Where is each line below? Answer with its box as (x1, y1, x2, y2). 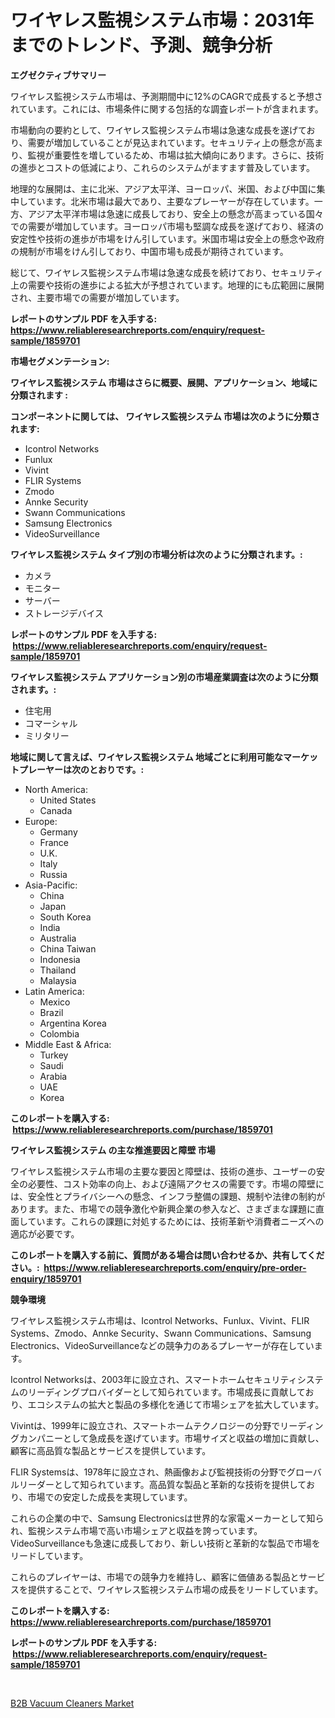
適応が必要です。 (10, 1227, 80, 1240)
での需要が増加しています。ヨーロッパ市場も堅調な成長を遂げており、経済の (10, 220, 325, 232)
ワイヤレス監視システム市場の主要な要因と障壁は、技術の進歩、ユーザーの (10, 1165, 317, 1177)
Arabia (39, 1070, 68, 1082)
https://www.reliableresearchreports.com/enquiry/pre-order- (43, 1261, 307, 1273)
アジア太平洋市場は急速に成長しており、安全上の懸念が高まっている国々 (27, 207, 324, 220)
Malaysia (39, 974, 77, 986)
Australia (39, 932, 77, 944)
